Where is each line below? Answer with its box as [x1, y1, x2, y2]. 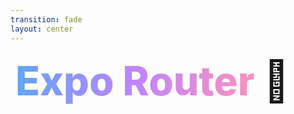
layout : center [10, 24, 74, 34]
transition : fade [10, 14, 83, 25]
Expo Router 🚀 [15, 56, 290, 105]
